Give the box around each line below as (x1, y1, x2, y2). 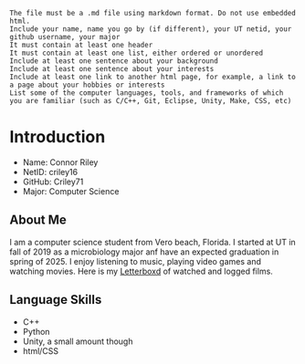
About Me (9, 213, 67, 228)
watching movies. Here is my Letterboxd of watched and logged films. (9, 265, 274, 276)
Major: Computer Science (22, 185, 120, 196)
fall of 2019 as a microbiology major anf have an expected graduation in (9, 246, 279, 257)
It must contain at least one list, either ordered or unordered (9, 48, 263, 57)
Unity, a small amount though (22, 336, 133, 347)
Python (22, 326, 50, 337)
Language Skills (9, 292, 102, 307)
